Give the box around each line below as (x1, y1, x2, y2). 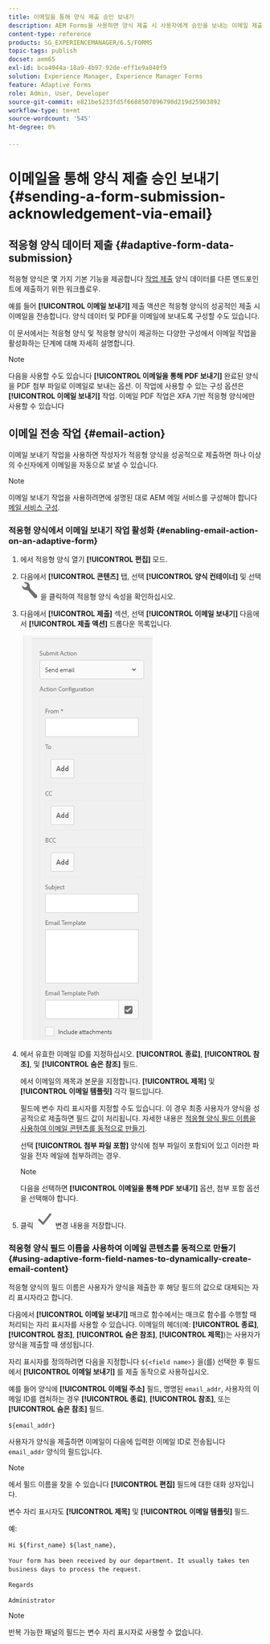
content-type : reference (8, 30, 92, 38)
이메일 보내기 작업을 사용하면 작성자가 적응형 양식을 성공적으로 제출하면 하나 (8, 450, 247, 459)
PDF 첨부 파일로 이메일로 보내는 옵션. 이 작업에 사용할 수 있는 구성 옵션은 (16, 380, 244, 390)
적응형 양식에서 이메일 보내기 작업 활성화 (8, 524, 155, 536)
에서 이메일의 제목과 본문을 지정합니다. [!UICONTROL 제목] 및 (19, 1076, 215, 1086)
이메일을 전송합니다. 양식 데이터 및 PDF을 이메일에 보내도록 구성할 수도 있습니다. (8, 310, 260, 321)
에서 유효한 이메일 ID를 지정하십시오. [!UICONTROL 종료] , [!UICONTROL (19, 1049, 252, 1058)
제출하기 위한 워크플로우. (22, 284, 101, 294)
